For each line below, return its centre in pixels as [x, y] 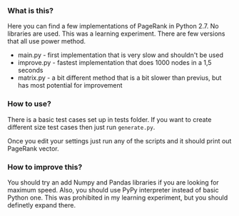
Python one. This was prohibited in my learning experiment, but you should [118, 197]
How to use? [29, 104]
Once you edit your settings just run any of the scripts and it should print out [119, 140]
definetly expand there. [42, 205]
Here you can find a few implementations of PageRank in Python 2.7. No [113, 26]
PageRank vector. [33, 148]
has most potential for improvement [70, 86]
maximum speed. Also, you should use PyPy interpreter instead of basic [113, 190]
